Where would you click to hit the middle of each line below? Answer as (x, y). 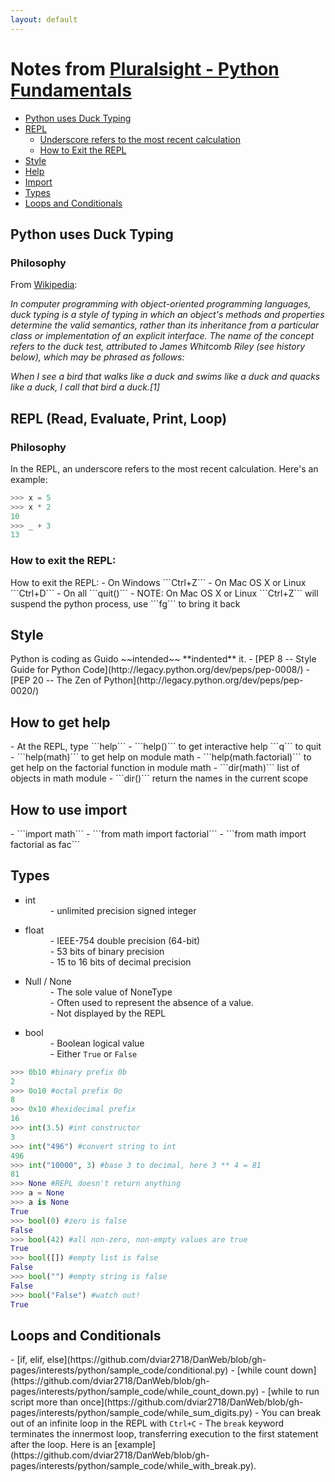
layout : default (44, 19)
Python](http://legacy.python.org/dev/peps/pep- (203, 680)
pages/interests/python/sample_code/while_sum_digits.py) (131, 1413)
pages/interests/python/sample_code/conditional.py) (119, 1370)
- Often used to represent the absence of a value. (151, 1002)
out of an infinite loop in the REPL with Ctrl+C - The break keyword (147, 1423)
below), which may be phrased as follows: (97, 357)
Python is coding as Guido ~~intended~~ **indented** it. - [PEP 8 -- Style (163, 659)
